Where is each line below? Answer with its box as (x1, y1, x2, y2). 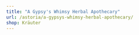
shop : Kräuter (6, 20, 41, 26)
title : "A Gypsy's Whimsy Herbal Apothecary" (6, 8, 120, 15)
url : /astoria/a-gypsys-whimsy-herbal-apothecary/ (6, 14, 134, 20)
